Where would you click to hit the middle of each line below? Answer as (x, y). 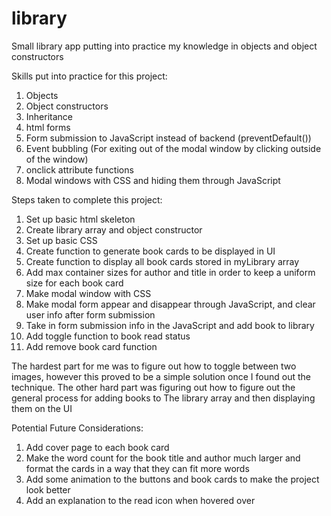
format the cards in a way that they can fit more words (137, 468)
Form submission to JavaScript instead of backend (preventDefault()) (168, 138)
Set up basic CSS (61, 240)
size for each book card (74, 283)
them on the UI (42, 408)
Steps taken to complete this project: (87, 199)
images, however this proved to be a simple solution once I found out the (161, 376)
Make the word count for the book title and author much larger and (163, 458)
